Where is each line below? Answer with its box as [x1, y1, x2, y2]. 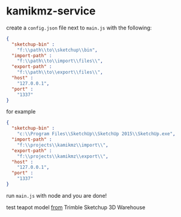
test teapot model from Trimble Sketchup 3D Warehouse [6, 203, 146, 211]
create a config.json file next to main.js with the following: [6, 24, 152, 31]
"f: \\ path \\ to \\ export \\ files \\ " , [17, 69, 103, 76]
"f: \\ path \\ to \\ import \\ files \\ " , [17, 58, 103, 64]
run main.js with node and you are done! [6, 192, 107, 199]
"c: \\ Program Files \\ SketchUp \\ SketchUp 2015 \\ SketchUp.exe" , [17, 131, 176, 137]
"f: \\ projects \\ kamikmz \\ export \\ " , [17, 153, 109, 159]
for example [6, 108, 36, 115]
